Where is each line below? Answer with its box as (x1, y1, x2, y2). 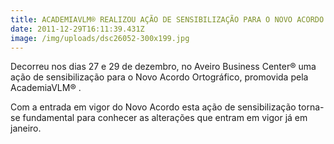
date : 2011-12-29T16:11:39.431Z (10, 24, 145, 34)
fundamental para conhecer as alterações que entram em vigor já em (22, 112, 308, 124)
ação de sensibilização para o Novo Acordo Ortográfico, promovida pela (10, 71, 309, 83)
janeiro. (10, 122, 42, 135)
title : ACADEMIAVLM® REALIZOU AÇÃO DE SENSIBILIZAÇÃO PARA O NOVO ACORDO (10, 14, 325, 25)
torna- (298, 101, 325, 113)
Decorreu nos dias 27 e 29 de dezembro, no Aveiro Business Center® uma (10, 61, 317, 73)
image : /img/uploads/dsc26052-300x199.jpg (10, 33, 190, 43)
